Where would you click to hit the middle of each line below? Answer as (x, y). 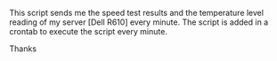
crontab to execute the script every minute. (88, 31)
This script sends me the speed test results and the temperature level (137, 13)
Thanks (23, 49)
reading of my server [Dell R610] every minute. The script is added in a (139, 22)
